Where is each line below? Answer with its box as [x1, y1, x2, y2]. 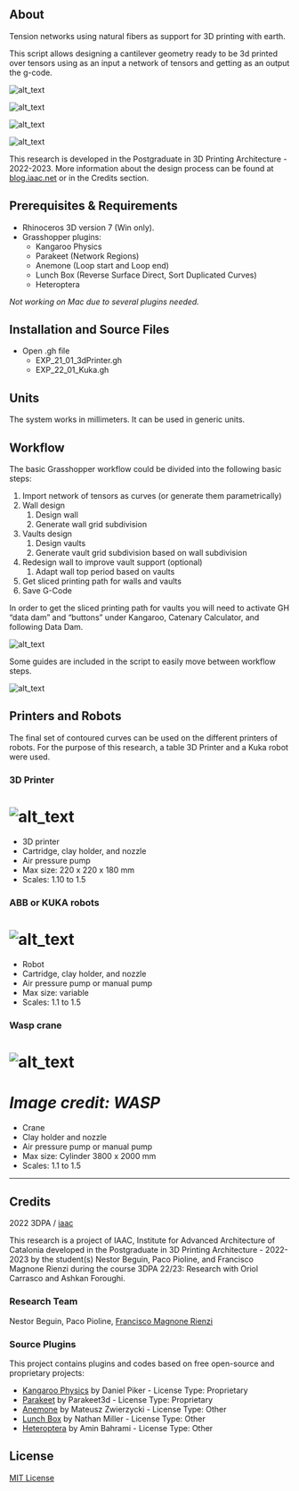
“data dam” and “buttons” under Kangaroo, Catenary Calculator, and [9, 612, 260, 623]
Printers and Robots [9, 708, 122, 724]
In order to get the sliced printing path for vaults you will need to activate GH [9, 602, 290, 614]
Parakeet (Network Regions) [35, 250, 140, 261]
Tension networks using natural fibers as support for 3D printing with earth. [9, 30, 287, 41]
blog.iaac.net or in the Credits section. [9, 172, 149, 183]
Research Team [9, 1296, 78, 1308]
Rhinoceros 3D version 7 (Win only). [21, 222, 155, 233]
